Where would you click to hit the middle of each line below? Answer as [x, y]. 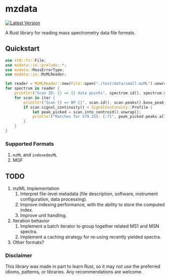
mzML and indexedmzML [35, 155]
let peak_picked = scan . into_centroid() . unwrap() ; [87, 112]
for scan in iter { [35, 98]
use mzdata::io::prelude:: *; [36, 65]
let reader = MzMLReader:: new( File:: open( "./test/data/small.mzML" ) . [80, 84]
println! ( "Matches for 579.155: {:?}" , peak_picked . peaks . [96, 117]
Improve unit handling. [44, 215]
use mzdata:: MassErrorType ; [35, 70]
